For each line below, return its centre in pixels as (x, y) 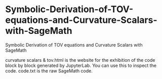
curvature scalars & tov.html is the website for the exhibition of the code (80, 60)
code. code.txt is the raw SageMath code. (49, 71)
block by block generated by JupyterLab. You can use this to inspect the (81, 65)
